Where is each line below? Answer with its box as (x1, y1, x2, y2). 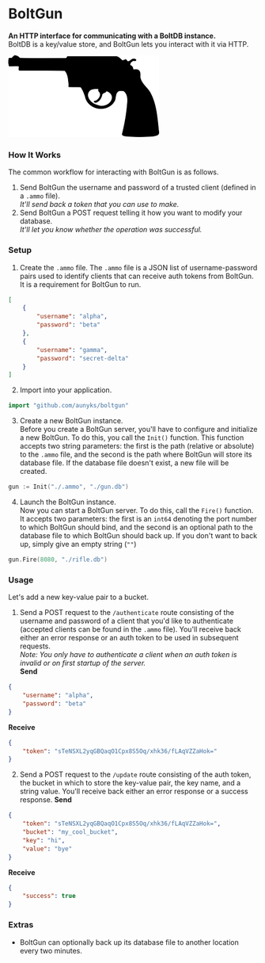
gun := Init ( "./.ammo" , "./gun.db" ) (8, 483, 129, 491)
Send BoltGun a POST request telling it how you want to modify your (19, 208, 243, 218)
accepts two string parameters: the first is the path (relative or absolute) (19, 441, 255, 451)
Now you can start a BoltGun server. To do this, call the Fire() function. (19, 506, 254, 515)
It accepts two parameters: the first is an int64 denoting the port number (19, 514, 257, 524)
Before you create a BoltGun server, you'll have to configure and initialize (19, 425, 258, 434)
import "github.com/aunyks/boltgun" (8, 402, 129, 410)
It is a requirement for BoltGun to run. (19, 279, 142, 289)
